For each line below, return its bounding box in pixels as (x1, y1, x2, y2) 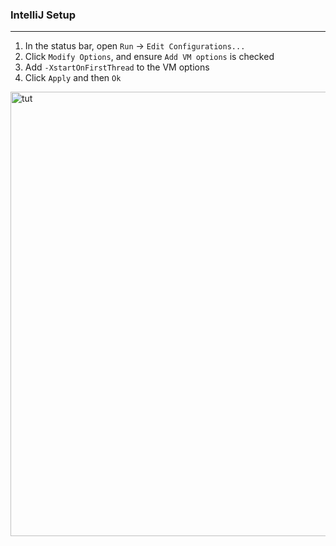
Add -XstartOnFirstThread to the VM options (24, 61, 210, 73)
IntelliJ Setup (10, 8, 77, 22)
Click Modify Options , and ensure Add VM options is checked (24, 51, 275, 63)
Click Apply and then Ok (24, 72, 122, 84)
